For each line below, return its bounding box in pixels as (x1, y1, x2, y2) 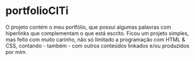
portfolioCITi (5, 4, 69, 18)
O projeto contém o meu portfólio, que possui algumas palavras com (5, 23, 172, 30)
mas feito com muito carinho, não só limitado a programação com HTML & (5, 36, 186, 43)
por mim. (5, 48, 28, 55)
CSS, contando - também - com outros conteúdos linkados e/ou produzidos (5, 42, 190, 49)
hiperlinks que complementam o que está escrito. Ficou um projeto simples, (5, 29, 189, 36)
